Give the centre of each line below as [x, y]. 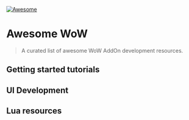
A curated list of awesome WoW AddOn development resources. [102, 50]
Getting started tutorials [53, 70]
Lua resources [34, 111]
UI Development [37, 90]
